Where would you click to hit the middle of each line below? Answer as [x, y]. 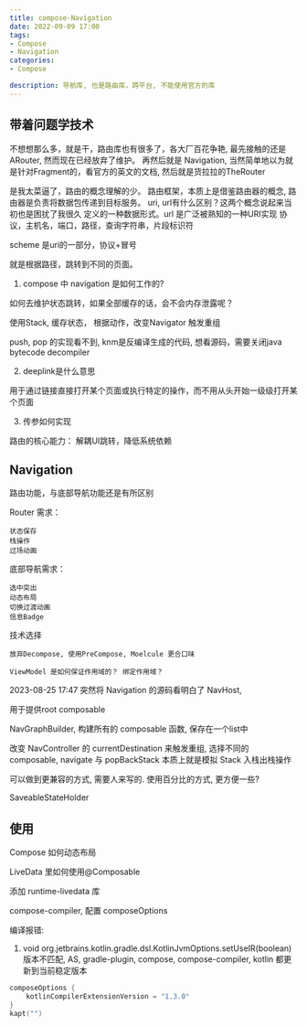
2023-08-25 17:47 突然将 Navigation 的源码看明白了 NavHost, [126, 690]
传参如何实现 [47, 421]
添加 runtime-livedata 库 [55, 892]
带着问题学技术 [52, 125]
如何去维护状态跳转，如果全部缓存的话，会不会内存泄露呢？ [122, 303]
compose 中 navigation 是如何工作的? [93, 283]
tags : [20, 35]
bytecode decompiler [50, 352]
